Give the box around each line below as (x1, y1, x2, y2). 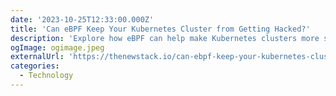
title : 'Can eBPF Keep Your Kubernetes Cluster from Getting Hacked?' (10, 24, 311, 34)
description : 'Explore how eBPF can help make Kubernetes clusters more (10, 33, 320, 43)
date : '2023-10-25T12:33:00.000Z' (10, 14, 155, 25)
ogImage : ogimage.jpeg (10, 42, 105, 53)
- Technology (19, 71, 74, 81)
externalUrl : (10, 52, 65, 62)
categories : (10, 61, 60, 71)
